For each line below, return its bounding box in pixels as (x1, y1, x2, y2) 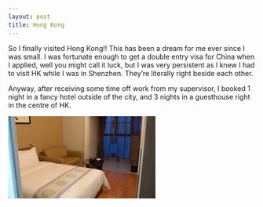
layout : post (8, 13, 51, 20)
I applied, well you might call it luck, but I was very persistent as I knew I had (8, 60, 255, 70)
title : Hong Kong (8, 20, 65, 29)
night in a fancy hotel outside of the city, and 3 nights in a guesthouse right (8, 92, 250, 101)
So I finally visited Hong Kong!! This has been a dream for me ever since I (8, 43, 246, 53)
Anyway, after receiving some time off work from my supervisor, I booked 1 (8, 83, 251, 93)
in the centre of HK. (8, 100, 72, 110)
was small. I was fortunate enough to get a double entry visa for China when (8, 52, 255, 61)
